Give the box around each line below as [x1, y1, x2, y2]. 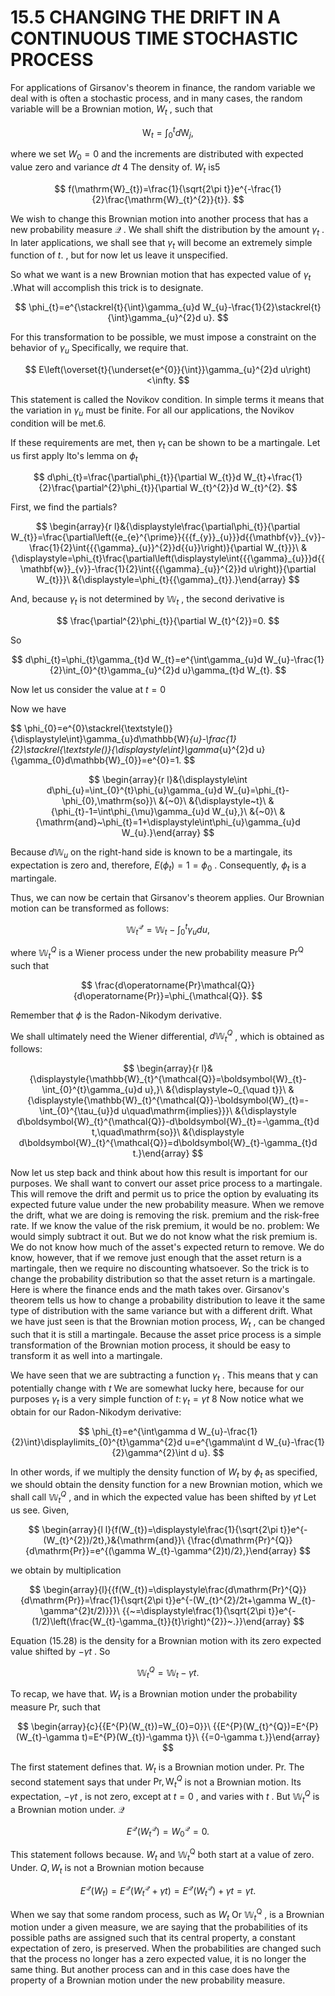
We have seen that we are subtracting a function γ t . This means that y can [10, 1369, 319, 1383]
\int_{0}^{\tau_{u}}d [39, 1105, 120, 1117]
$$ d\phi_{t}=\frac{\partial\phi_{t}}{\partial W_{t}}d [33, 471, 242, 483]
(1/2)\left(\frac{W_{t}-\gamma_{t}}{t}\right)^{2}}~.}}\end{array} [31, 1615, 292, 1627]
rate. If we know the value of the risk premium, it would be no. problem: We [10, 1220, 320, 1232]
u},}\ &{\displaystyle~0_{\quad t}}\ [144, 1084, 287, 1096]
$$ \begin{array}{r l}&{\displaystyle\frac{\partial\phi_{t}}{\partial [35, 521, 301, 533]
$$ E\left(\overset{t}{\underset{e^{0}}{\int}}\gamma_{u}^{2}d [24, 363, 278, 375]
